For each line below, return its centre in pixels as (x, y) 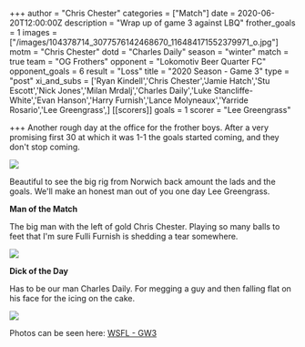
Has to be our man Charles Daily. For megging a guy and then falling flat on (150, 289)
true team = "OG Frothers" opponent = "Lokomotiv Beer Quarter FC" (138, 61)
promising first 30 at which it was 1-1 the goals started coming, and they (144, 137)
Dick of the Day (39, 271)
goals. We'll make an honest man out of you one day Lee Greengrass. (140, 191)
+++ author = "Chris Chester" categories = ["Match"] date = (122, 13)
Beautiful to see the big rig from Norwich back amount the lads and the (142, 182)
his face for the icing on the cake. (72, 298)
